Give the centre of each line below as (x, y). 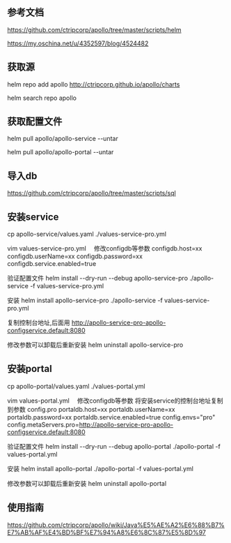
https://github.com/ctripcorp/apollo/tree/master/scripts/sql (91, 193)
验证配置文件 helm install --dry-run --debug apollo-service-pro (98, 278)
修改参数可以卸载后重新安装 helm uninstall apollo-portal (87, 483)
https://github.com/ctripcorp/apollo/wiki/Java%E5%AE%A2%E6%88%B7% (116, 525)
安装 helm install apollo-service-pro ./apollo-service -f (85, 300)
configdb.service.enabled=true (52, 264)
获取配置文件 (35, 122)
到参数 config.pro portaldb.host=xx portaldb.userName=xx (91, 409)
